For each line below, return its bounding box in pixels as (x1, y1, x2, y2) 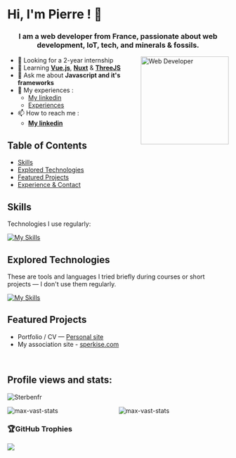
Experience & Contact (17, 181, 81, 189)
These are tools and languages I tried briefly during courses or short (7, 272, 205, 281)
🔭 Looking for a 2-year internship (17, 56, 114, 65)
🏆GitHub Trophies (7, 424, 72, 434)
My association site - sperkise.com (17, 340, 119, 348)
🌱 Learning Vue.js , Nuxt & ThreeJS (17, 63, 121, 72)
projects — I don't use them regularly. (7, 279, 117, 288)
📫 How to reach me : (17, 109, 79, 117)
